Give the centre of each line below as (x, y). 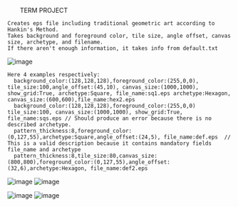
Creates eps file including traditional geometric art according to (111, 24)
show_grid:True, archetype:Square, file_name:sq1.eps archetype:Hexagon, (119, 94)
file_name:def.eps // (197, 137)
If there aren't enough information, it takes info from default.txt (113, 49)
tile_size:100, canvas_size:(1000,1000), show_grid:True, (95, 112)
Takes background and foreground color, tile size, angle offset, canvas (119, 36)
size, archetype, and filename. (55, 42)
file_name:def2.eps (119, 168)
